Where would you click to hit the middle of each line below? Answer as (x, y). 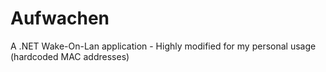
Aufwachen (60, 18)
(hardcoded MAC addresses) (70, 56)
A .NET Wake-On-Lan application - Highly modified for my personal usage (163, 46)
